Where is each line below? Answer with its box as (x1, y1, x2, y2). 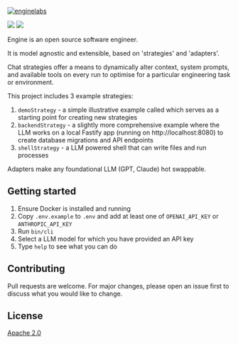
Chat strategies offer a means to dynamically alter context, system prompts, (7, 63, 229, 71)
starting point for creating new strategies (17, 113, 138, 121)
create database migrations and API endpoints (17, 136, 154, 144)
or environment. (7, 78, 55, 86)
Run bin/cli (17, 226, 54, 235)
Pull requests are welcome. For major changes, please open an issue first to (7, 281, 229, 290)
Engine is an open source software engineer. (7, 36, 139, 43)
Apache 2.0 (7, 328, 41, 338)
